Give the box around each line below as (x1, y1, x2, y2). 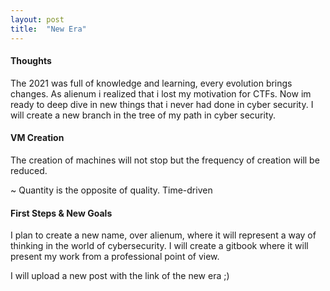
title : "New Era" (10, 24, 87, 34)
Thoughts (10, 55, 52, 67)
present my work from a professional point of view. (10, 251, 220, 263)
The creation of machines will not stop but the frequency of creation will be (10, 154, 320, 166)
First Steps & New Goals (10, 207, 113, 219)
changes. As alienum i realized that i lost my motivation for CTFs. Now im (10, 87, 312, 100)
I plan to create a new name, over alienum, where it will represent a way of (10, 229, 317, 241)
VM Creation (10, 132, 65, 144)
